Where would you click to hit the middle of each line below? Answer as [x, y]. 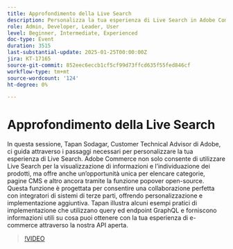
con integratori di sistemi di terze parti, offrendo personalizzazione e [105, 196]
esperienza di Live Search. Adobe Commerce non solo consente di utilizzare [116, 159]
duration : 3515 [29, 46]
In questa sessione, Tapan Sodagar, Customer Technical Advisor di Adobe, [114, 144]
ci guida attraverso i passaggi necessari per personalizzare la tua [100, 152]
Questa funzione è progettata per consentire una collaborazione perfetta [111, 189]
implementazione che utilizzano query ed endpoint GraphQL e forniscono [112, 211]
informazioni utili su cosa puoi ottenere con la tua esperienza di [98, 218]
